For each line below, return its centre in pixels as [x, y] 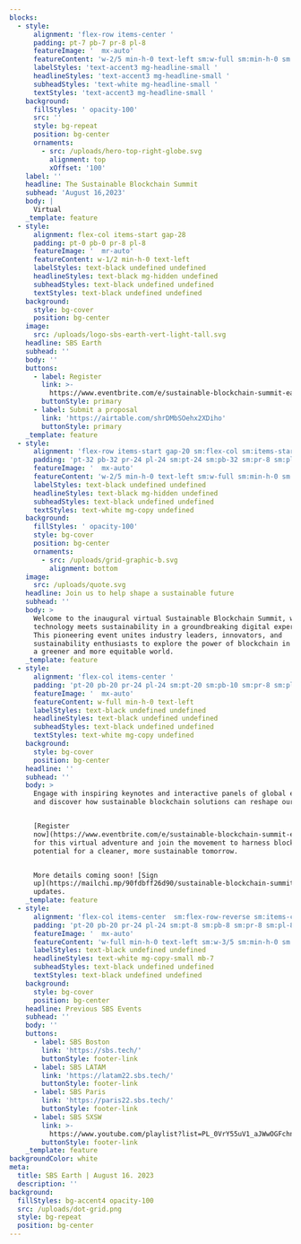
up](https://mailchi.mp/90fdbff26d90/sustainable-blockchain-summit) [165, 884]
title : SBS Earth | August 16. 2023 [86, 1176]
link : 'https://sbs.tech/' [92, 1050]
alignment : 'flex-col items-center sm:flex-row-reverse [142, 916]
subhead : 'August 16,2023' [76, 193]
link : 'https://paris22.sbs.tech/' [108, 1100]
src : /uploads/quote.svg [79, 585]
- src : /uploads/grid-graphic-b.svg [110, 560]
